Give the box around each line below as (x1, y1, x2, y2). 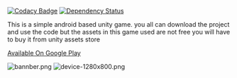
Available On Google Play (7, 49, 82, 57)
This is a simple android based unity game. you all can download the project (7, 20, 230, 28)
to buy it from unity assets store (7, 35, 101, 44)
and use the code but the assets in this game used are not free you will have (7, 28, 231, 36)
